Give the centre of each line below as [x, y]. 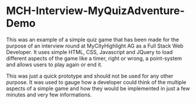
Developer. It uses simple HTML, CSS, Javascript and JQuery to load [89, 52]
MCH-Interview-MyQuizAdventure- [95, 11]
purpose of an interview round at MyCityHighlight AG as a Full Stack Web [95, 46]
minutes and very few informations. [49, 95]
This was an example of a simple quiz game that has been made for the [93, 39]
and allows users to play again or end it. [54, 64]
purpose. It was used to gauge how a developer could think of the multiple [96, 82]
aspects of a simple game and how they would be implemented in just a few [98, 88]
